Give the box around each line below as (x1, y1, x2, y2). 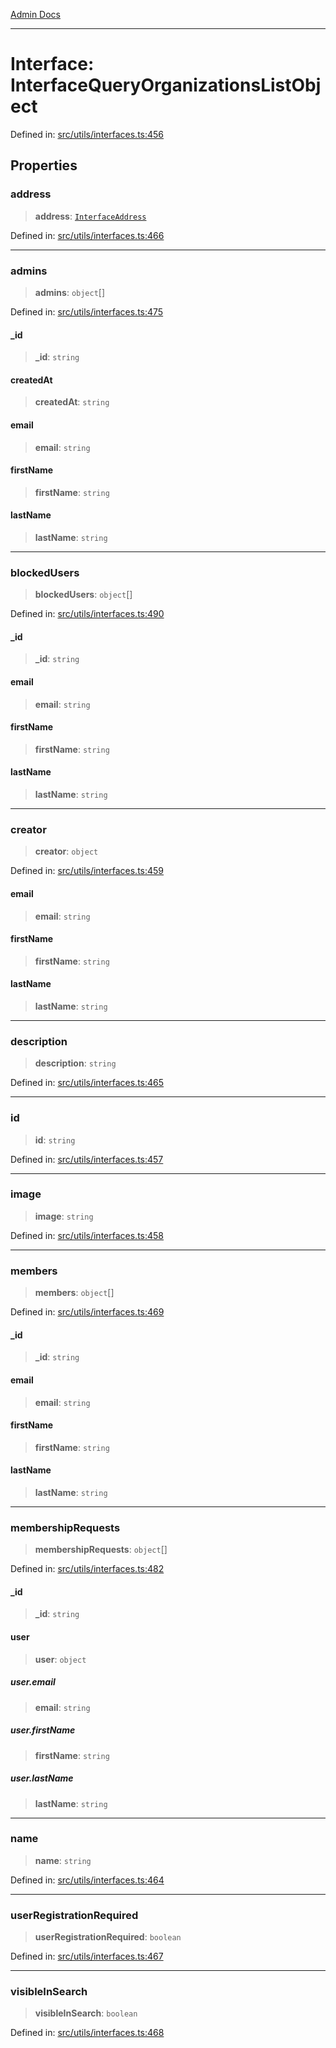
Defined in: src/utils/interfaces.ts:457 (10, 1153, 164, 1165)
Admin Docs (10, 9, 61, 20)
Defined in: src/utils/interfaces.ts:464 (10, 1874, 165, 1886)
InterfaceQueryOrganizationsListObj (10, 74, 322, 97)
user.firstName (10, 1724, 76, 1736)
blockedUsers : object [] (34, 589, 133, 601)
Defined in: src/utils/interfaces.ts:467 (10, 1950, 164, 1963)
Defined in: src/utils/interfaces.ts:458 (10, 1229, 165, 1241)
